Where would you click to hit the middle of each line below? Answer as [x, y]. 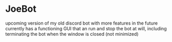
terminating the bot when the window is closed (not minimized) [72, 34]
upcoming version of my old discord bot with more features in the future [82, 23]
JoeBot [21, 9]
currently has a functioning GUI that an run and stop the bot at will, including [86, 28]
